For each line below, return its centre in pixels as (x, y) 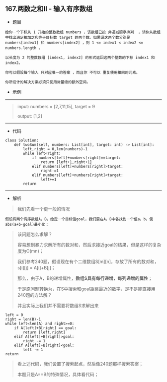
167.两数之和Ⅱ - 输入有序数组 (49, 9)
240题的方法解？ (35, 295)
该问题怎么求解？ (35, 234)
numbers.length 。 (24, 48)
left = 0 (14, 315)
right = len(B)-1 (23, 319)
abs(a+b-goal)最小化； (27, 224)
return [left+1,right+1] (66, 162)
